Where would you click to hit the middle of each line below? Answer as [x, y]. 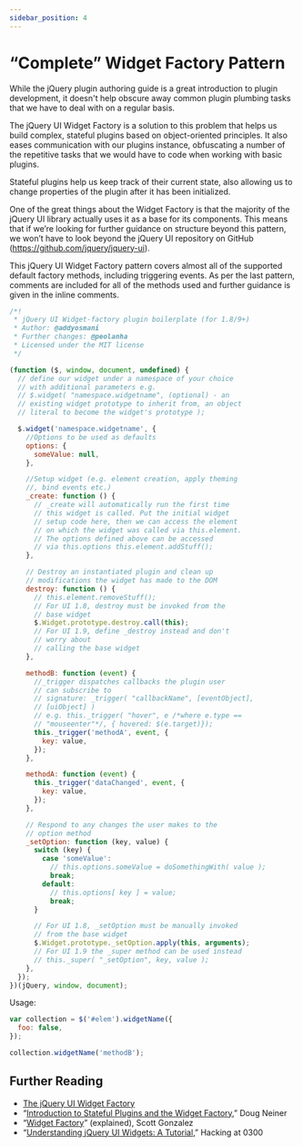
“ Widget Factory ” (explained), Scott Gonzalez [108, 1122]
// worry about [62, 640]
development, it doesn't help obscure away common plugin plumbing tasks [150, 98]
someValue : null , [66, 454]
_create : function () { [71, 496]
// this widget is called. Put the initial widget [131, 513]
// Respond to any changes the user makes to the [122, 825]
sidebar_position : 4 [49, 18]
